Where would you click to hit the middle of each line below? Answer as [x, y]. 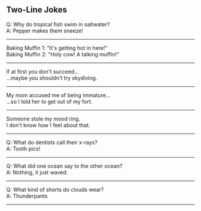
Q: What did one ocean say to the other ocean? [64, 166]
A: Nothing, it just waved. [37, 172]
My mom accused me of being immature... [58, 95]
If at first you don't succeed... [42, 71]
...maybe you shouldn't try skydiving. [52, 78]
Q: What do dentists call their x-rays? [52, 142]
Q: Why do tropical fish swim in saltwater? [58, 24]
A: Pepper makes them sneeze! [45, 31]
